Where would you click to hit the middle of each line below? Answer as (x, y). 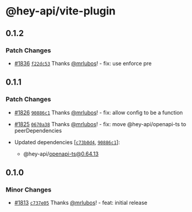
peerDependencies (38, 130)
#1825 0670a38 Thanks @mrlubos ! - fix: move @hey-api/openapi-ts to (100, 124)
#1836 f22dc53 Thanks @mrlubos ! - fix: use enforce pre (83, 63)
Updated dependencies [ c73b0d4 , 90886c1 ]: (67, 142)
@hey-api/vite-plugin (61, 11)
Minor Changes (28, 189)
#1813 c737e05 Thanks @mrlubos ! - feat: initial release (81, 203)
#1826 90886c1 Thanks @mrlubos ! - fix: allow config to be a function (99, 112)
